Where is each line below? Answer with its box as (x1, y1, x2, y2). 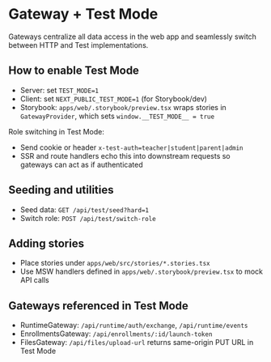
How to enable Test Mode (8, 64, 140, 78)
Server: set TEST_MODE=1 (19, 85, 100, 95)
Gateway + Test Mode (8, 5, 159, 23)
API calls (19, 275, 50, 285)
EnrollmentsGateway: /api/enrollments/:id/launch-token (19, 329, 213, 339)
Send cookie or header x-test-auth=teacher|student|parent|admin (19, 143, 244, 152)
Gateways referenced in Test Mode (8, 299, 188, 313)
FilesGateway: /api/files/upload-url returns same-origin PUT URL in (19, 338, 254, 347)
